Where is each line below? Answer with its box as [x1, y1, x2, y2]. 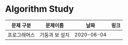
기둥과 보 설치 [39, 31, 70, 38]
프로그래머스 [7, 31, 35, 38]
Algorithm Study [5, 3, 74, 15]
